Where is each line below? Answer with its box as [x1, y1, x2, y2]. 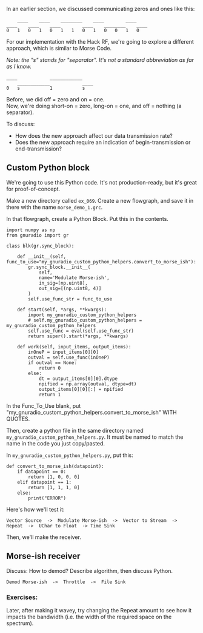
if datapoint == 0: [17, 469, 67, 475]
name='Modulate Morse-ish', [38, 274, 110, 281]
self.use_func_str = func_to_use [28, 296, 113, 302]
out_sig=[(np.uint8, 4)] [38, 285, 102, 291]
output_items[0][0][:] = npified [38, 386, 123, 392]
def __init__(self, [17, 253, 67, 260]
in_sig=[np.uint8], [38, 280, 88, 286]
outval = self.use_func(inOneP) [28, 354, 110, 361]
